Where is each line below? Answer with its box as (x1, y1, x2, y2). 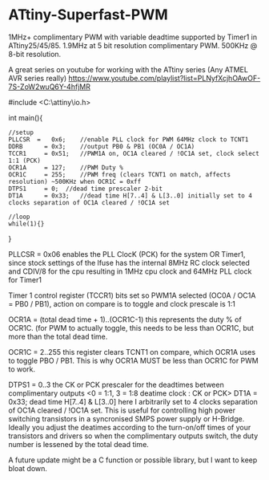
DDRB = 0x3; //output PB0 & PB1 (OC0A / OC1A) (8, 142, 195, 150)
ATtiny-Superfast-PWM (8, 6, 168, 24)
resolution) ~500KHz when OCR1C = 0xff (8, 177, 142, 185)
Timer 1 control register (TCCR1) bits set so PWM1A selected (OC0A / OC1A (8, 291, 256, 300)
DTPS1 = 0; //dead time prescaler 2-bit (8, 185, 163, 193)
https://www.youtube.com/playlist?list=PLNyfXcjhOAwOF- (68, 73, 261, 83)
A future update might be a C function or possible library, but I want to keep (8, 455, 258, 465)
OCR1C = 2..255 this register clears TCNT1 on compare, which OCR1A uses (8, 347, 256, 356)
